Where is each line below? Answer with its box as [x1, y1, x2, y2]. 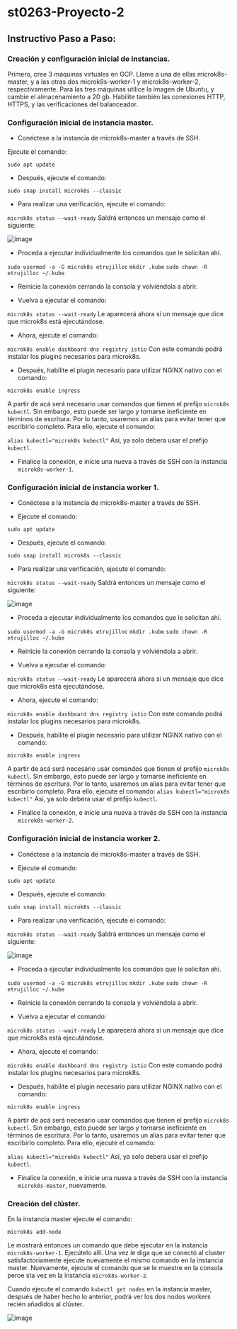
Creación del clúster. [7, 1199, 81, 1208]
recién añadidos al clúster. [7, 1300, 84, 1308]
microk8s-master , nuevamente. [17, 1181, 108, 1189]
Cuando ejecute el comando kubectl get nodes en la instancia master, [7, 1285, 212, 1294]
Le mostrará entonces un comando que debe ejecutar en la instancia [7, 1241, 208, 1250]
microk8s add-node [7, 1228, 62, 1236]
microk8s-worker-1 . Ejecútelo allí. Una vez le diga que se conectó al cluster [7, 1249, 225, 1257]
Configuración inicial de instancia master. [7, 118, 154, 128]
